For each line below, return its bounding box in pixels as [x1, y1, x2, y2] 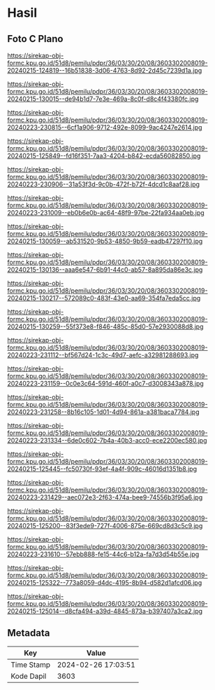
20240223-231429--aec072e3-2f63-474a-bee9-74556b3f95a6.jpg [7, 493, 203, 502]
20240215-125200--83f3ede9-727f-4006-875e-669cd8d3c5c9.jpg [7, 522, 203, 530]
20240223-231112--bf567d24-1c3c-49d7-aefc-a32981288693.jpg [7, 351, 199, 359]
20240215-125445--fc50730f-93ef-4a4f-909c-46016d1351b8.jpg [7, 464, 198, 473]
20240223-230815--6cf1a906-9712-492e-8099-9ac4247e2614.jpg [7, 123, 202, 131]
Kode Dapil [10, 671, 47, 681]
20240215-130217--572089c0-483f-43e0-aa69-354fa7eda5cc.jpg [7, 294, 201, 302]
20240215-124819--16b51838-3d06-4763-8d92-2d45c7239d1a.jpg [7, 67, 202, 74]
